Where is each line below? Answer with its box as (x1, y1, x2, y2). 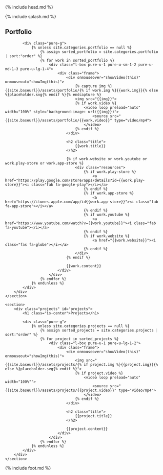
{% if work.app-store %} (83, 190, 134, 195)
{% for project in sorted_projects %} (40, 336, 119, 341)
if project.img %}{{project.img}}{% (83, 362, 159, 367)
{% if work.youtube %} (83, 212, 130, 217)
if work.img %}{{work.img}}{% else (85, 88, 159, 93)
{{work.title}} (75, 143, 106, 148)
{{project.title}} (75, 413, 112, 418)
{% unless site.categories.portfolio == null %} (31, 45, 132, 50)
